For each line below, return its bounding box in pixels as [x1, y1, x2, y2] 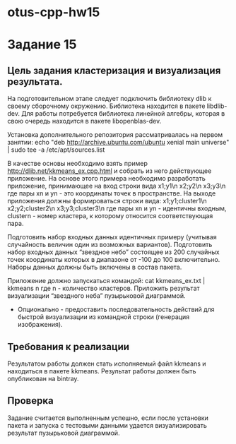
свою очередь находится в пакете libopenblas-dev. [7, 117, 162, 126]
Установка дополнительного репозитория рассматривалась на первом [7, 131, 223, 139]
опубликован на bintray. [7, 375, 79, 383]
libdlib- [206, 102, 228, 110]
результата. [7, 76, 63, 88]
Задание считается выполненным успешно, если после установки [7, 414, 208, 422]
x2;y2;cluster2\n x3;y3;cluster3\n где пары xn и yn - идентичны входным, [7, 204, 227, 212]
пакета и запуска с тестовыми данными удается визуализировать [7, 421, 207, 429]
